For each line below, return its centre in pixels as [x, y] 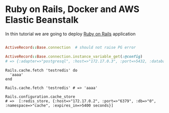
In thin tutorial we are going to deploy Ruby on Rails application [70, 34]
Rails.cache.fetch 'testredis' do [41, 70]
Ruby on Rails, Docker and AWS [72, 9]
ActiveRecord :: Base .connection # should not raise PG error [71, 47]
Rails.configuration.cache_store [40, 96]
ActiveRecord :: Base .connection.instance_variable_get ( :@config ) [74, 56]
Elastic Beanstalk [42, 20]
